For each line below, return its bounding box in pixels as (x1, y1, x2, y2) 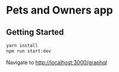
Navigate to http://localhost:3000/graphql (6, 58, 107, 66)
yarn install (6, 42, 38, 48)
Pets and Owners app (6, 4, 113, 17)
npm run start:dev (6, 48, 51, 54)
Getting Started (6, 27, 64, 37)
